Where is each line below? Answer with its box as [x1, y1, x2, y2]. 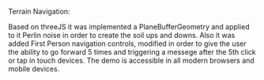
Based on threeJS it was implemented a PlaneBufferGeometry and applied [8, 22, 251, 31]
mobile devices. [8, 64, 60, 74]
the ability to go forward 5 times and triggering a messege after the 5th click [8, 48, 256, 56]
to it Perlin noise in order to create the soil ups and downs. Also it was [8, 31, 236, 40]
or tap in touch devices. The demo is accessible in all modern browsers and [8, 55, 255, 65]
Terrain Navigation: [8, 7, 70, 16]
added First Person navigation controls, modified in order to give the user [8, 39, 247, 48]
